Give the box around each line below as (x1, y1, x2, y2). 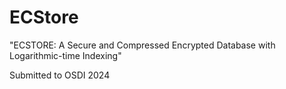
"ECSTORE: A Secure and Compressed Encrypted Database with (9, 39, 276, 51)
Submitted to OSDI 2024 (9, 69, 111, 81)
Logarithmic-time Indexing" (9, 49, 122, 61)
